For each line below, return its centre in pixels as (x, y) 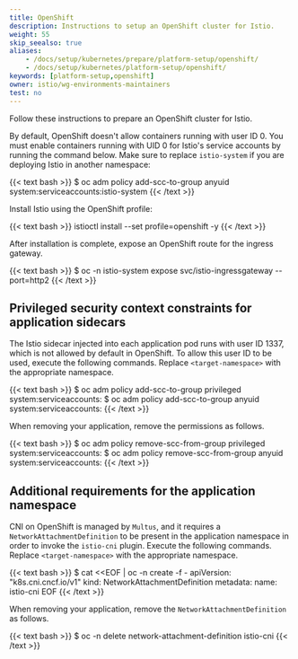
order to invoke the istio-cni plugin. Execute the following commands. (140, 546)
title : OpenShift (42, 18)
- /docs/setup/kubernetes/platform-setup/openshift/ (126, 68)
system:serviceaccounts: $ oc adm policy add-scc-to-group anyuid (135, 400)
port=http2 (29, 280)
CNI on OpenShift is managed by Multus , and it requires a (115, 527)
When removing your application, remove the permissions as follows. (137, 426)
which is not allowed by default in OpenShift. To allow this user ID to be (140, 353)
